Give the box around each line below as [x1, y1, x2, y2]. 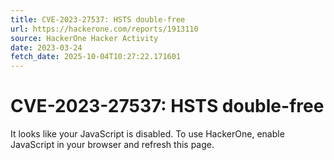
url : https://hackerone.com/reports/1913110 [10, 24, 199, 34]
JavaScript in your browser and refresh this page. [10, 139, 215, 151]
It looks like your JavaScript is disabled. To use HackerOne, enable [10, 128, 285, 140]
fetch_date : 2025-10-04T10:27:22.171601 [10, 52, 182, 62]
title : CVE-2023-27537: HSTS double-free [10, 14, 186, 25]
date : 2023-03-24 [10, 42, 83, 53]
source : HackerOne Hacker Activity [10, 33, 159, 43]
